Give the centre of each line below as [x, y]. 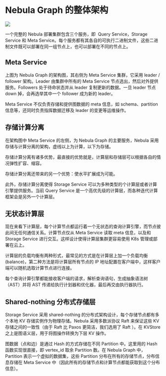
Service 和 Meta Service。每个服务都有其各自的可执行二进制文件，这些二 [80, 40]
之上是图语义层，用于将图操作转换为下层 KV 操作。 [57, 333]
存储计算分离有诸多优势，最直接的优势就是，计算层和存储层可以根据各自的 [81, 157]
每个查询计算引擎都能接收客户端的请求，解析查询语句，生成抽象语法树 [77, 278]
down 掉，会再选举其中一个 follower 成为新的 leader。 [60, 93]
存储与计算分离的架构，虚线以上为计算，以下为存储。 [59, 146]
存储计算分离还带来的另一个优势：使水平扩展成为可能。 [61, 173]
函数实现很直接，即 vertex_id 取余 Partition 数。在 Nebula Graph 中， [75, 350]
